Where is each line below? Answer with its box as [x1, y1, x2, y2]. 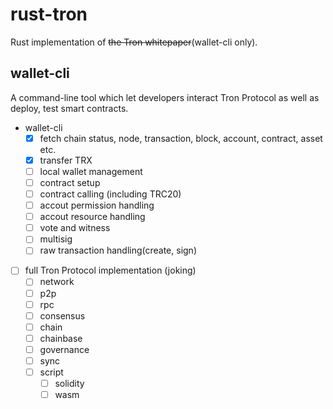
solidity [54, 378, 85, 389]
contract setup [39, 176, 101, 188]
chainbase [39, 332, 83, 344]
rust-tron [10, 3, 88, 26]
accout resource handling [39, 211, 146, 223]
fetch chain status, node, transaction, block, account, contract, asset [39, 132, 323, 144]
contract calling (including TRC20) [39, 188, 182, 200]
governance [39, 343, 90, 355]
